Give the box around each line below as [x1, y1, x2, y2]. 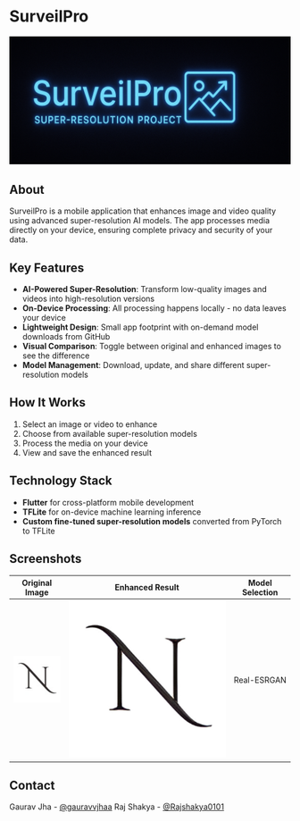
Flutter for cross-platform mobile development [21, 497, 195, 507]
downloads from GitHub [21, 331, 111, 341]
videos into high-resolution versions [21, 293, 155, 304]
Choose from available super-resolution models [21, 428, 198, 439]
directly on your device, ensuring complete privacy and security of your [9, 225, 273, 236]
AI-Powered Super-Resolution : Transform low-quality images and [21, 283, 268, 294]
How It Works [9, 395, 87, 410]
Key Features [9, 260, 85, 275]
